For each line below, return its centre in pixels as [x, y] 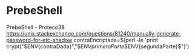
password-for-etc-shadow [39, 40]
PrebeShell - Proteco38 [36, 27]
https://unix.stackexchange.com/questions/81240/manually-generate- [94, 33]
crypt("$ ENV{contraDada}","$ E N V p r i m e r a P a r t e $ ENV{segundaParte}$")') [98, 46]
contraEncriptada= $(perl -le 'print [116, 40]
